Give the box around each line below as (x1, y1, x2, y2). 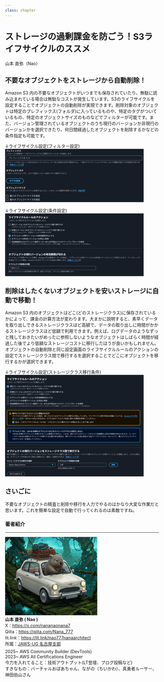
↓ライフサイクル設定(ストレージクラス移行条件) (5, 369, 102, 375)
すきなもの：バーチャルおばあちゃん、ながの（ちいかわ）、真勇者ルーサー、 (5, 666, 157, 672)
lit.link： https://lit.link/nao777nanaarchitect (5, 635, 91, 641)
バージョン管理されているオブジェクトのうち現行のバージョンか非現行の (13, 120, 159, 127)
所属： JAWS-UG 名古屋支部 (5, 641, 61, 647)
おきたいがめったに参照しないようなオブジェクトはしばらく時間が (21, 334, 155, 340)
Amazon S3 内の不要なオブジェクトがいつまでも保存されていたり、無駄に (5, 90, 153, 96)
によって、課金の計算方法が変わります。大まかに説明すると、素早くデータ (9, 316, 158, 322)
